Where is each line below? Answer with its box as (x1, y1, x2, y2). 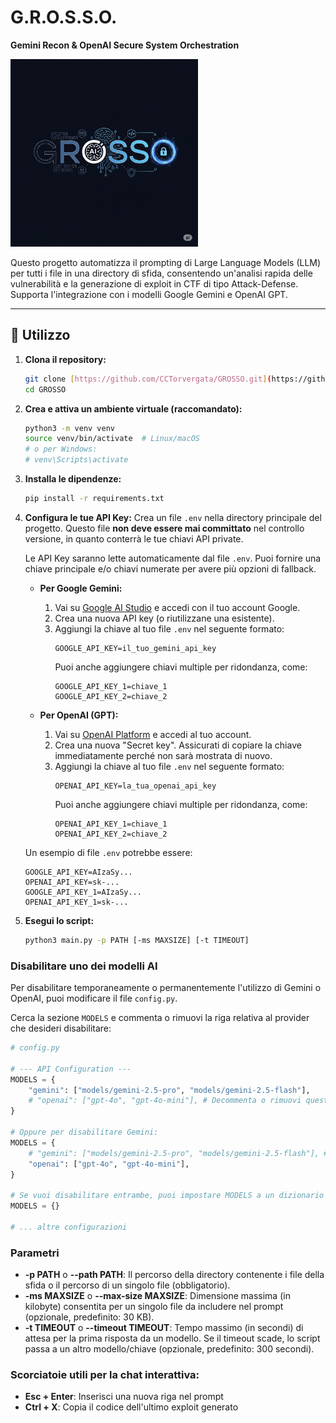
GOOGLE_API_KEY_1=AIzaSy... (24, 887, 142, 897)
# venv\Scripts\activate (24, 455, 129, 465)
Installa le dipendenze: (24, 473, 122, 485)
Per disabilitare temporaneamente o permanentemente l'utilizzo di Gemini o (10, 982, 322, 994)
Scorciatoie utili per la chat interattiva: (10, 1368, 200, 1382)
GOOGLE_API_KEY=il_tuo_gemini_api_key (54, 643, 217, 653)
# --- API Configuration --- (10, 1064, 132, 1074)
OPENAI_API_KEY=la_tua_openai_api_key (54, 781, 217, 791)
